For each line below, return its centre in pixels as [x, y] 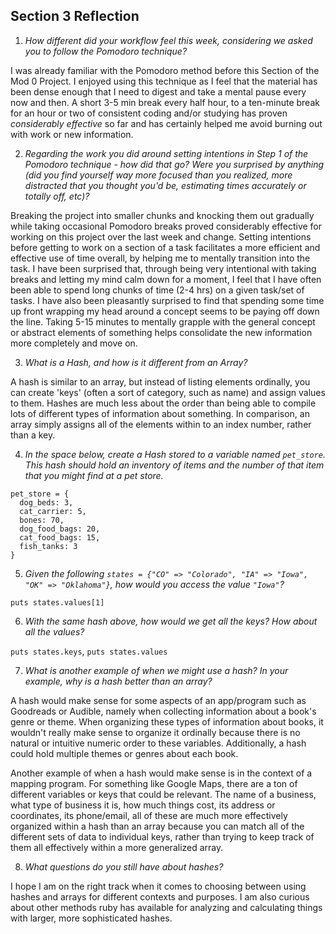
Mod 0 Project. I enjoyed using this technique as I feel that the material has [164, 81]
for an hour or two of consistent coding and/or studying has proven [149, 113]
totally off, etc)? [57, 196]
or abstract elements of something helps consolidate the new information [161, 332]
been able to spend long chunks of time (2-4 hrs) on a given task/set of [157, 290]
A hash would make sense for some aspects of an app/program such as [158, 700]
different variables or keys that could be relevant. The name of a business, [163, 794]
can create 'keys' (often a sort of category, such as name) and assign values [168, 392]
